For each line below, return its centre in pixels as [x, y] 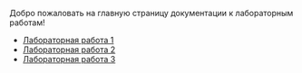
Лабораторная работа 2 [69, 50]
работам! [27, 23]
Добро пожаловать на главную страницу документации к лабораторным [151, 13]
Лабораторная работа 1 [68, 40]
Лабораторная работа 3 [69, 59]
